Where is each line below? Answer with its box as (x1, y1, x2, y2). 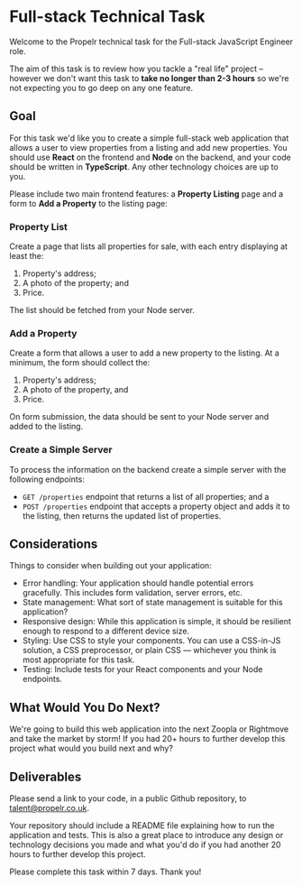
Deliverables (9, 769, 82, 784)
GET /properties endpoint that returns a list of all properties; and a (22, 491, 270, 502)
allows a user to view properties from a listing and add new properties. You (9, 142, 288, 152)
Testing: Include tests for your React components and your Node (22, 664, 263, 675)
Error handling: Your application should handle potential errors (22, 577, 254, 588)
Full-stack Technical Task (9, 6, 206, 27)
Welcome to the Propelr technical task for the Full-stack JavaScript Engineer (9, 36, 294, 47)
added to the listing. (9, 421, 84, 432)
